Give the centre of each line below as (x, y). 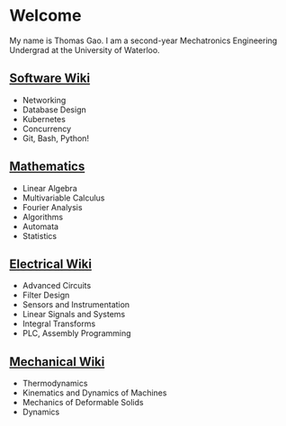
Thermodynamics (55, 384)
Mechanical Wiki (57, 362)
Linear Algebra (50, 188)
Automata (40, 226)
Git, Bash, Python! (56, 138)
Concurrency (47, 129)
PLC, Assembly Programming (77, 333)
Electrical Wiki (51, 264)
